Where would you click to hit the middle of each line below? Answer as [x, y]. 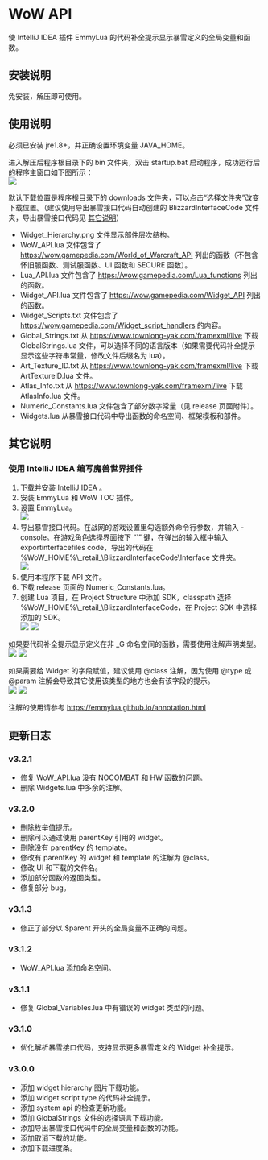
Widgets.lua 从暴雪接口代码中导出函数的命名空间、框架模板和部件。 [132, 416]
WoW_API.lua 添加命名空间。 [68, 967]
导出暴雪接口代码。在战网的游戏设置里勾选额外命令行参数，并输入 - [132, 528]
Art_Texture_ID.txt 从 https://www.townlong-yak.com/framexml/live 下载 [139, 365]
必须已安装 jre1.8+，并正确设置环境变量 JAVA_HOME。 [99, 145]
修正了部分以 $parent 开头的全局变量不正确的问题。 [105, 928]
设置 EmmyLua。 [48, 507]
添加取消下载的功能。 [55, 1137]
